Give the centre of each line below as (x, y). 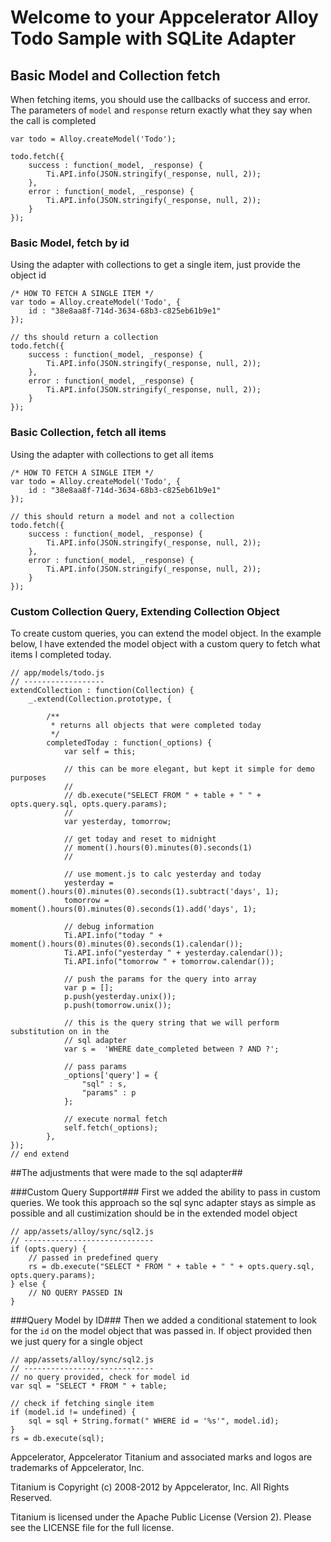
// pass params (95, 1066)
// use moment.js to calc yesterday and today (162, 874)
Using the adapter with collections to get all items (112, 454)
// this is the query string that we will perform (171, 1022)
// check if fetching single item (82, 1403)
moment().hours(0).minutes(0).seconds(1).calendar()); (127, 944)
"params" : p (109, 1092)
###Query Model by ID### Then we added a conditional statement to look (163, 1320)
